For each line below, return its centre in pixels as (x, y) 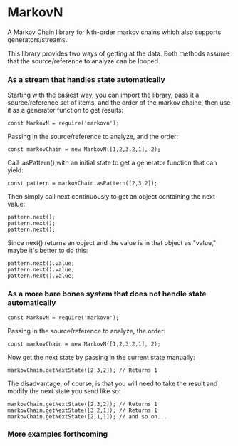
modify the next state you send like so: (64, 391)
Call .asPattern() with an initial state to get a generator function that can (112, 163)
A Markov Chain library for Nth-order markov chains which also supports (114, 32)
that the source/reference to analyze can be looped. (84, 61)
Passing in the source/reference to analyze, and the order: (93, 137)
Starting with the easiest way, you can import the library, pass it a (103, 95)
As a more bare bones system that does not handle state (107, 294)
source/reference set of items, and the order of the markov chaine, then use (119, 103)
